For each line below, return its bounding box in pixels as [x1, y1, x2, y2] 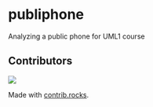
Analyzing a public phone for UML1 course [8, 31, 145, 41]
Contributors [8, 54, 73, 68]
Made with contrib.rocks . [8, 90, 89, 99]
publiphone [8, 6, 85, 24]
